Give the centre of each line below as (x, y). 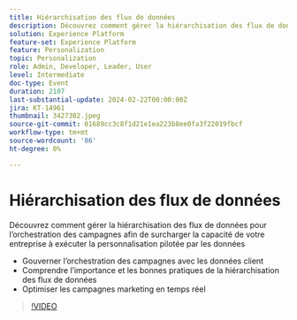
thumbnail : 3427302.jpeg (55, 116)
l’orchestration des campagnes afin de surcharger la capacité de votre (137, 234)
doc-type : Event (39, 83)
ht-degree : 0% (35, 149)
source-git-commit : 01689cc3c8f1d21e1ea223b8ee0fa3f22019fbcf (126, 125)
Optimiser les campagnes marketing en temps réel (114, 289)
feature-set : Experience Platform (73, 42)
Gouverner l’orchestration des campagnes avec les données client (142, 261)
